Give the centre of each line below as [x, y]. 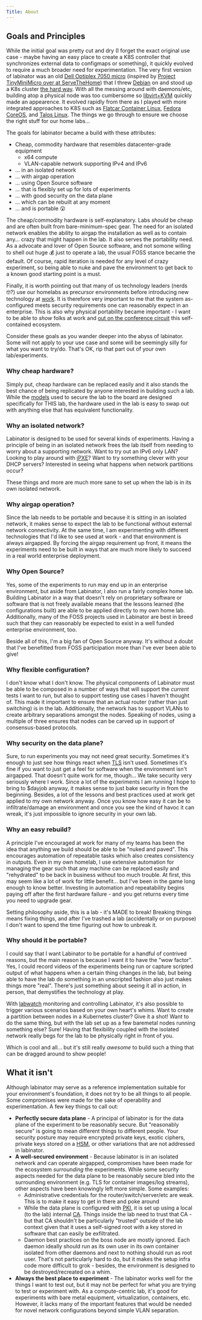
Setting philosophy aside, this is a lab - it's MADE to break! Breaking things [99, 912]
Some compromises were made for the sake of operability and [84, 1100]
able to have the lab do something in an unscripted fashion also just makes [99, 979]
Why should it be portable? [47, 940]
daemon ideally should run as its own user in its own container [101, 1246]
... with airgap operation [44, 177]
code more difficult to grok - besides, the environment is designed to [109, 1265]
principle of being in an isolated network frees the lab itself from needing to [100, 445]
